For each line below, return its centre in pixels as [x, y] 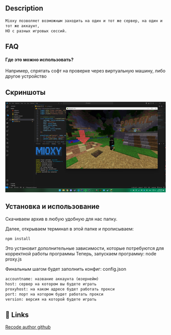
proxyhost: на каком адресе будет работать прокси [60, 289]
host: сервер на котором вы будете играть [51, 284]
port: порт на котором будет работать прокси [54, 294]
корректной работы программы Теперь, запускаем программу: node [81, 253]
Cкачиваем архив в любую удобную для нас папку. [61, 219]
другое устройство [26, 76]
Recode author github [28, 327]
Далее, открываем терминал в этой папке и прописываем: [69, 228]
